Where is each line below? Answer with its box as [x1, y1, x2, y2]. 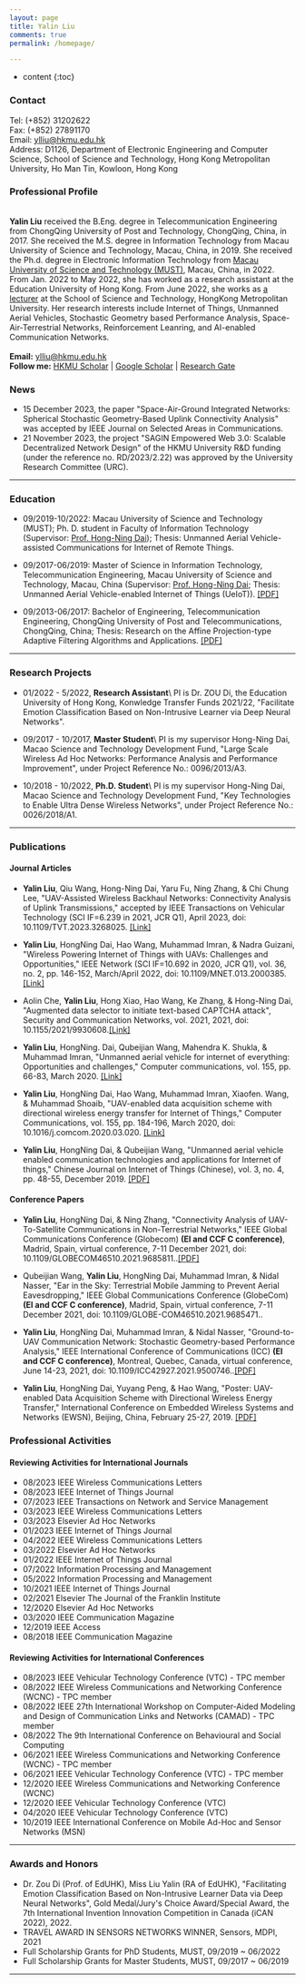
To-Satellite [22, 1224, 66, 1235]
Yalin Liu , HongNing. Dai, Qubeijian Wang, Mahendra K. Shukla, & [22, 1041, 268, 1053]
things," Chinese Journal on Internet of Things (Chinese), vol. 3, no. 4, [22, 1164, 284, 1174]
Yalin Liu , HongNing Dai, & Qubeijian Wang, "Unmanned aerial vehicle [22, 1144, 284, 1155]
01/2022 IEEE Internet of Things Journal [22, 1554, 172, 1566]
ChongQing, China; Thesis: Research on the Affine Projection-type [22, 625, 272, 636]
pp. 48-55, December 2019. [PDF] [22, 1173, 150, 1184]
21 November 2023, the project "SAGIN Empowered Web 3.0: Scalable [22, 433, 286, 444]
